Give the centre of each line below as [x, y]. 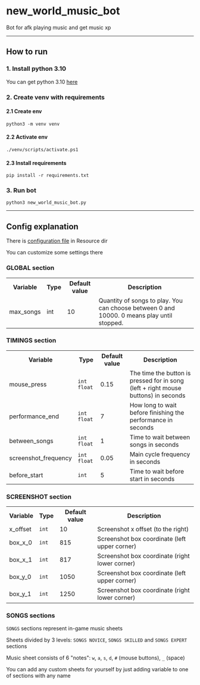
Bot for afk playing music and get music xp [59, 27]
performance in [151, 420]
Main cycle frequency [160, 454]
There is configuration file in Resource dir [57, 241]
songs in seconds [154, 444]
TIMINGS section [31, 341]
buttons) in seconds [157, 396]
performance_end [34, 416]
